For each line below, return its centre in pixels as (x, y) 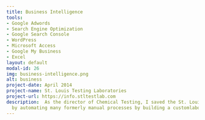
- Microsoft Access (31, 46)
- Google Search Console (38, 35)
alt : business (24, 79)
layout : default (27, 62)
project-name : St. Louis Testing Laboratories (67, 91)
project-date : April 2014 (39, 85)
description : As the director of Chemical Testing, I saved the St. (97, 102)
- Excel (16, 57)
